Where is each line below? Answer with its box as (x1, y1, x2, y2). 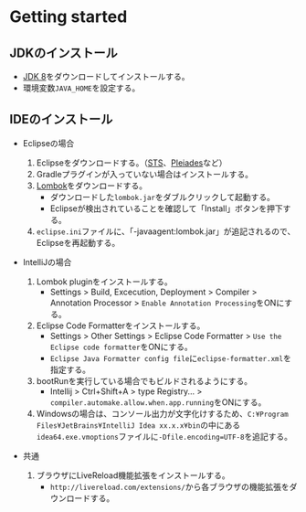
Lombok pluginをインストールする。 (36, 276, 173, 287)
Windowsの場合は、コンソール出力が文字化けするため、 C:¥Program (36, 408, 290, 419)
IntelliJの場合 (22, 256, 72, 267)
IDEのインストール (9, 112, 113, 127)
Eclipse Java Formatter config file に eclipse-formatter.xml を (49, 352, 292, 363)
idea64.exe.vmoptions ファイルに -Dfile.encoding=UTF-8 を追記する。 (36, 431, 293, 442)
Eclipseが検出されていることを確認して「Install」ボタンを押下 (49, 203, 283, 214)
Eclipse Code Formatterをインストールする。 (36, 320, 206, 331)
